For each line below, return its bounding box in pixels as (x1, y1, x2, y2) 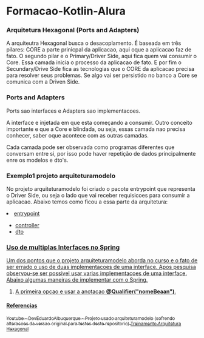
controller (15, 222, 39, 229)
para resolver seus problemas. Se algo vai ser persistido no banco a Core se (6, 71, 197, 79)
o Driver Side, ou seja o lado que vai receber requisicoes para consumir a (6, 192, 190, 199)
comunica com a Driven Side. (6, 78, 80, 85)
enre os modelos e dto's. (6, 156, 69, 164)
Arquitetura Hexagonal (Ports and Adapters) (6, 26, 140, 35)
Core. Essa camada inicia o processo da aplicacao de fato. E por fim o (6, 59, 182, 66)
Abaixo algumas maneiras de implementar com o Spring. (6, 276, 148, 283)
